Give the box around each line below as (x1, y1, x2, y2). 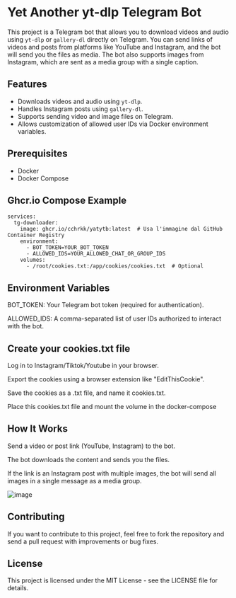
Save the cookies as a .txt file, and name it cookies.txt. (7, 389, 166, 397)
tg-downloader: (13, 219, 59, 226)
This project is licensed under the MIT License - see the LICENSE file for (7, 576, 218, 585)
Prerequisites (7, 148, 68, 160)
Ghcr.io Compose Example (7, 194, 127, 206)
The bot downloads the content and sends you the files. (7, 455, 170, 464)
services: (7, 213, 37, 220)
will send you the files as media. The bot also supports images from (7, 50, 204, 59)
